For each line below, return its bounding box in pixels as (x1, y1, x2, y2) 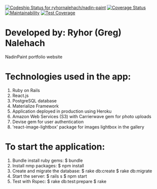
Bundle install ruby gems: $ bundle (12, 157, 83, 163)
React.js (12, 93, 29, 98)
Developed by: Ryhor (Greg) (5, 27, 122, 38)
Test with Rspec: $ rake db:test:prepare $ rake (12, 178, 107, 184)
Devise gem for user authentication (12, 119, 84, 125)
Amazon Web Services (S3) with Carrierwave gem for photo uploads (12, 113, 152, 119)
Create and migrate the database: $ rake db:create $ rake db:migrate (12, 168, 153, 174)
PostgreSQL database (12, 97, 57, 103)
